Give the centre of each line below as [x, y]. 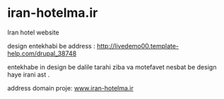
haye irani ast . [29, 74]
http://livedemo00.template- [137, 46]
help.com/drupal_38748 [42, 53]
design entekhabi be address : [51, 46]
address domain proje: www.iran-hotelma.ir [71, 88]
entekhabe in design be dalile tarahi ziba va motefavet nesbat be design [112, 67]
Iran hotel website [34, 32]
